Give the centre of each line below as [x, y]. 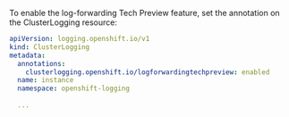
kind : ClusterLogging [50, 47]
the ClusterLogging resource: [64, 22]
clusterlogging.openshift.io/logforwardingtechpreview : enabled [148, 72]
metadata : [28, 55]
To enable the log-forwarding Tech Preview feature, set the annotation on [144, 13]
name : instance [46, 80]
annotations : [42, 63]
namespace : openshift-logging [73, 88]
